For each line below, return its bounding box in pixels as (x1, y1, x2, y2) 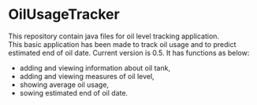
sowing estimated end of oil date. (19, 88, 128, 97)
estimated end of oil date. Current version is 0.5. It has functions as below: (8, 48, 250, 57)
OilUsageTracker (8, 5, 120, 24)
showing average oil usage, (19, 80, 109, 89)
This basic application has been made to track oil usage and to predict (8, 39, 237, 49)
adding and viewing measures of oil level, (19, 71, 155, 81)
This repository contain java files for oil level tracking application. (8, 31, 219, 41)
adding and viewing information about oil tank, (19, 63, 171, 72)
